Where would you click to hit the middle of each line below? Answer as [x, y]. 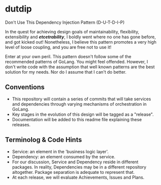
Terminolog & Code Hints [44, 140]
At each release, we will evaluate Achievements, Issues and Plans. [78, 177]
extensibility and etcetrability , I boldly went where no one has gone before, [80, 37]
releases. [21, 124]
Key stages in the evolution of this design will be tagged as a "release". [83, 114]
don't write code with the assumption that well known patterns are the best [80, 67]
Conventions [25, 87]
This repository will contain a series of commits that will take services [81, 99]
